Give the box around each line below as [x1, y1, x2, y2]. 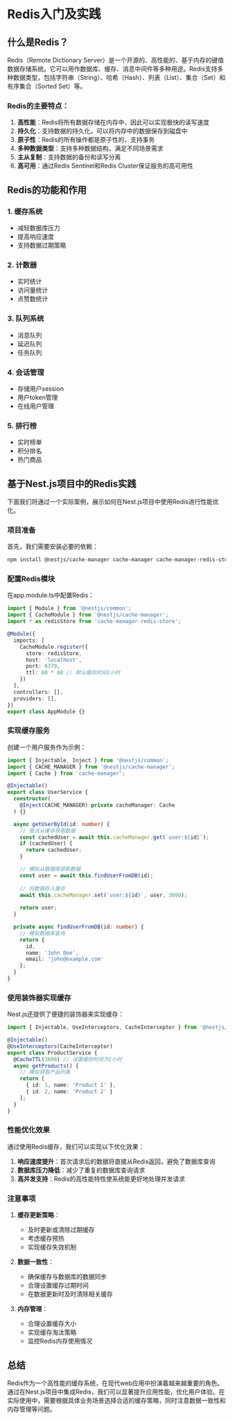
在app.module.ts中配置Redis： [7, 591, 95, 599]
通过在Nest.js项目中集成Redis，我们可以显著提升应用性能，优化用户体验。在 [7, 1387, 225, 1396]
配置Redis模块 [7, 574, 55, 584]
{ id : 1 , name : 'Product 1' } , [25, 1082, 116, 1089]
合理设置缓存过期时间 [27, 1281, 89, 1290]
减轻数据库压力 [17, 223, 60, 232]
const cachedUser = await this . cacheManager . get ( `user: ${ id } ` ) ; [19, 834, 209, 841]
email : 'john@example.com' [25, 955, 104, 963]
